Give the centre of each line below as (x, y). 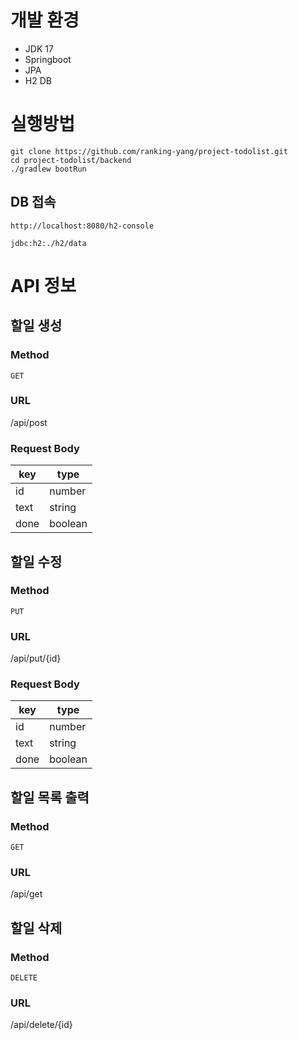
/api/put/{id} (36, 658)
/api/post (29, 422)
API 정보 (43, 285)
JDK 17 (39, 48)
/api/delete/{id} (41, 1025)
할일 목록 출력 (50, 797)
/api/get (26, 894)
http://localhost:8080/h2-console (82, 226)
